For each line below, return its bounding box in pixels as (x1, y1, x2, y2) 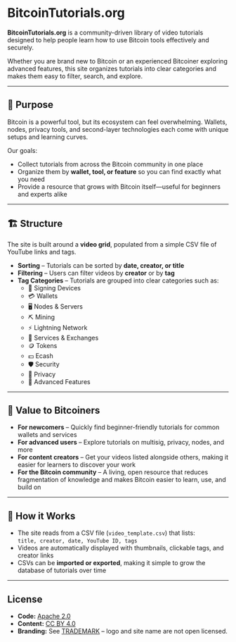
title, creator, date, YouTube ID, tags (17, 538, 138, 545)
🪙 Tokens (27, 341, 58, 350)
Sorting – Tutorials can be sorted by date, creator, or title (17, 261, 185, 269)
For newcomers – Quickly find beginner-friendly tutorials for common (17, 423, 220, 431)
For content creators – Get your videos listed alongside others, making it (17, 453, 229, 462)
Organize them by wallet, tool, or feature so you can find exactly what (17, 167, 221, 175)
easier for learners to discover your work (17, 460, 136, 469)
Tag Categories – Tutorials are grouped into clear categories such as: (17, 276, 219, 285)
